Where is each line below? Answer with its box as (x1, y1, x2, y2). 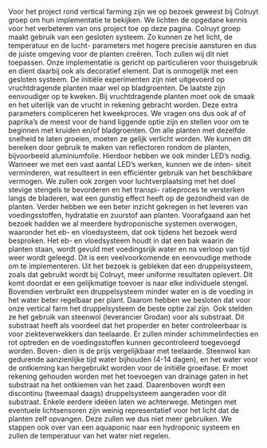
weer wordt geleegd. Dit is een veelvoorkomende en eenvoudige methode (8, 253, 252, 262)
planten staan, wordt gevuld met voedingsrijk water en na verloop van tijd (8, 244, 249, 254)
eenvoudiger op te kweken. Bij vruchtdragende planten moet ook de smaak (8, 92, 255, 101)
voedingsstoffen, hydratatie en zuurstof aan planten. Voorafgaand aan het (8, 211, 251, 220)
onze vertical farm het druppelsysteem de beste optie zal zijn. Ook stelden (8, 303, 253, 313)
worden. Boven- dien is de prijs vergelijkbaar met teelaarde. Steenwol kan (8, 347, 251, 355)
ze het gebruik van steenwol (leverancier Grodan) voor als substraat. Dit (8, 312, 245, 322)
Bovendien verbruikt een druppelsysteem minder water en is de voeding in (8, 287, 253, 296)
